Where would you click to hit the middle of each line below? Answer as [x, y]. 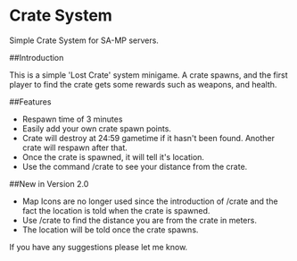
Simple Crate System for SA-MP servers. [84, 40]
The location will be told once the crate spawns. [110, 230]
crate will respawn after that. [74, 147]
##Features [30, 101]
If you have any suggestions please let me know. [99, 247]
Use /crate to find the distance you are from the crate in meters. [139, 220]
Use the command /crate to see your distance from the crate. [135, 166]
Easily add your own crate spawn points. [97, 128]
